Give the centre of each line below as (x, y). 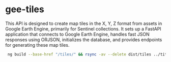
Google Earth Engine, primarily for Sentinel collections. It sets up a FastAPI (83, 28)
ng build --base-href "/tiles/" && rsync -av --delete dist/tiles (79, 54)
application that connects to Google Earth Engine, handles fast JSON (77, 34)
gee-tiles (25, 9)
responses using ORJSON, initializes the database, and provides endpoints (84, 40)
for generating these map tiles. (37, 45)
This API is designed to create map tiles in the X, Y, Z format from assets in (84, 23)
